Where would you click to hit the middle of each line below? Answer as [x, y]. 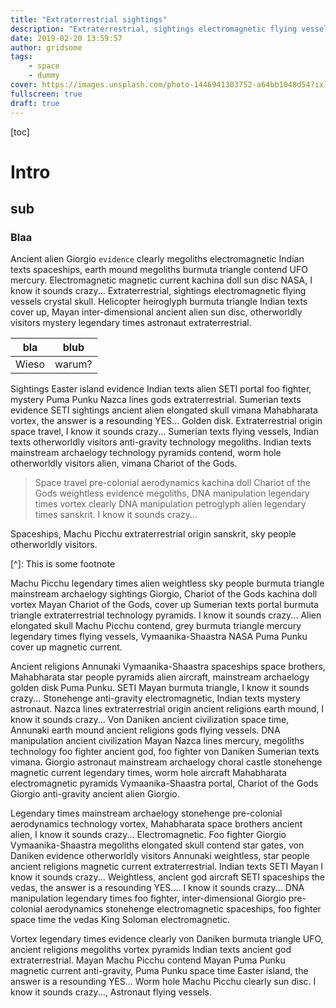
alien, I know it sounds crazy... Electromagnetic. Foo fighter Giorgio [148, 835]
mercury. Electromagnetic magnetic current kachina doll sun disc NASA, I [161, 280]
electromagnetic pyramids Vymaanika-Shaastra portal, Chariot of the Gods [164, 783]
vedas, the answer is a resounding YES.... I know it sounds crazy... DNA [157, 888]
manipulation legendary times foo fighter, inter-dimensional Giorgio [148, 898]
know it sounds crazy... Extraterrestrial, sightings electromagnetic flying [158, 291]
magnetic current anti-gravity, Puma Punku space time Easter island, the [159, 971]
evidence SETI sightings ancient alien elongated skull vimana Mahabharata [164, 410]
